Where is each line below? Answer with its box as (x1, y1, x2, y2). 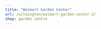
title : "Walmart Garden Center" (5, 7, 72, 12)
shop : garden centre (5, 16, 48, 21)
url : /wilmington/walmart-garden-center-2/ (5, 12, 97, 17)
